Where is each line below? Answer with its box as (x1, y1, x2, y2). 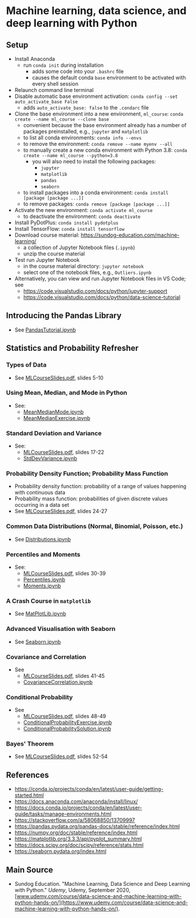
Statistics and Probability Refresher (6, 343, 139, 353)
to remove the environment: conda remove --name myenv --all (23, 141, 173, 147)
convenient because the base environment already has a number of (23, 122, 187, 128)
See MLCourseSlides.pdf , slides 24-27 (14, 508, 108, 515)
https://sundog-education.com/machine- (81, 231, 180, 238)
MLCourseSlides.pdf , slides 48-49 (23, 713, 106, 720)
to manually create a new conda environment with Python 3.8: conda (23, 146, 187, 153)
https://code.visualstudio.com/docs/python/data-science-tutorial (23, 294, 181, 301)
